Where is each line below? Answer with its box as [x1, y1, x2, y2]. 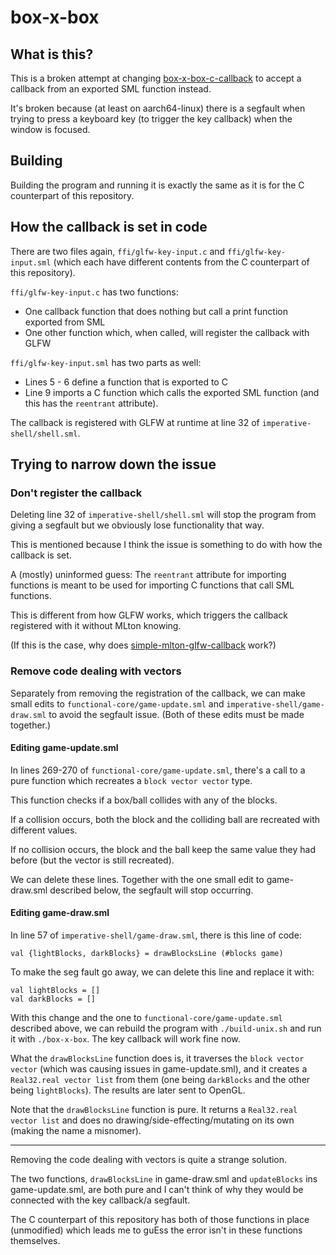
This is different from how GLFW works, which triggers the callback [10, 609, 289, 621]
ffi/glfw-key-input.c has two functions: [10, 286, 179, 298]
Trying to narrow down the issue [10, 456, 217, 473]
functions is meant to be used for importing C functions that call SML [10, 579, 295, 591]
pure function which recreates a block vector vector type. [10, 774, 253, 786]
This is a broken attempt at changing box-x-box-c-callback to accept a [10, 72, 302, 84]
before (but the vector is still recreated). [10, 854, 175, 866]
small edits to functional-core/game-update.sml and [10, 697, 225, 710]
